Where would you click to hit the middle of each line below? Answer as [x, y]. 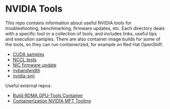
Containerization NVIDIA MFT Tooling [52, 101]
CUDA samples [28, 54]
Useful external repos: [28, 85]
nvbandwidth [26, 70]
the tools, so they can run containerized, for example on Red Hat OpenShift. [84, 44]
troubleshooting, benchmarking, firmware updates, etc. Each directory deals [85, 28]
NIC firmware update [35, 65]
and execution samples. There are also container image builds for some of [83, 39]
